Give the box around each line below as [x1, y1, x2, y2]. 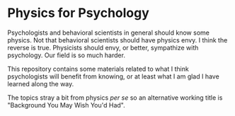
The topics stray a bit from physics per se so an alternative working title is [7, 93, 223, 102]
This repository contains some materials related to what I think [7, 64, 189, 73]
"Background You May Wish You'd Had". [7, 100, 125, 109]
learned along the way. [7, 79, 74, 88]
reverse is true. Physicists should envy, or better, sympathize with [7, 43, 199, 52]
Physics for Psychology [7, 5, 150, 21]
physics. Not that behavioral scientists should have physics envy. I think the [7, 35, 228, 44]
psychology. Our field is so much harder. [7, 51, 126, 59]
